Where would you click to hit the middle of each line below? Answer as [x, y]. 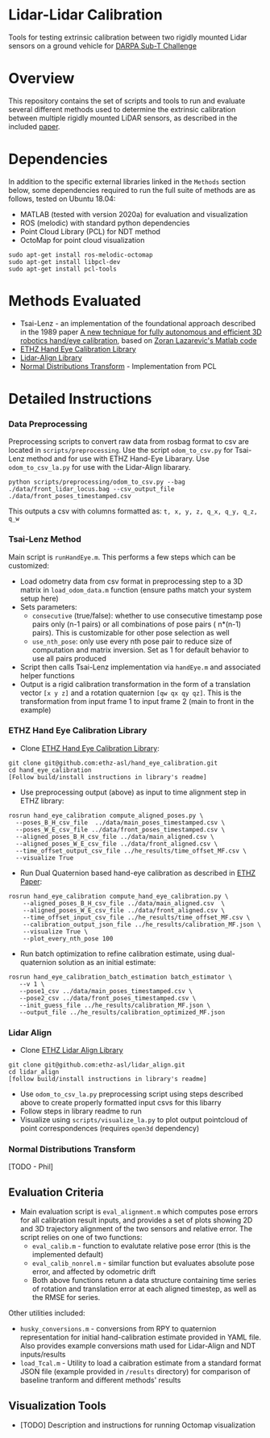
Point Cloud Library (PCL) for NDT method [90, 231]
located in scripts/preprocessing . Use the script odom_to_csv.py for [121, 451]
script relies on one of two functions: [81, 1238]
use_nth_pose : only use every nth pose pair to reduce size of [132, 641]
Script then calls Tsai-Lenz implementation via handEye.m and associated [140, 667]
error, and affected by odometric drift [94, 1272]
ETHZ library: [42, 800]
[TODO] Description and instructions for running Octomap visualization [138, 1425]
